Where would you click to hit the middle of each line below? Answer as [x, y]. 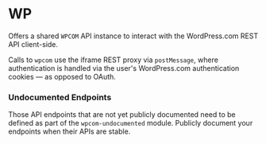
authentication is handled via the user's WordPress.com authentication [124, 68]
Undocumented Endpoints [60, 97]
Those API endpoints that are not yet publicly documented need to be [122, 115]
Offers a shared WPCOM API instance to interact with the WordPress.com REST [133, 36]
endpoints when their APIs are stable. [69, 131]
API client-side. [33, 44]
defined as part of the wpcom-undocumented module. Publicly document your [131, 123]
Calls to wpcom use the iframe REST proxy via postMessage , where [113, 60]
